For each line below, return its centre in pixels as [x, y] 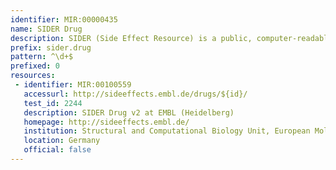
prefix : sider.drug [51, 47]
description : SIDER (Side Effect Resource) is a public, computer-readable [171, 38]
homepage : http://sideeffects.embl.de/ [106, 122]
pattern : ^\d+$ [42, 57]
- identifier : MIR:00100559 [73, 85]
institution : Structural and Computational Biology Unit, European [167, 131]
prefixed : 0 [35, 66]
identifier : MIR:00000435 [64, 19]
